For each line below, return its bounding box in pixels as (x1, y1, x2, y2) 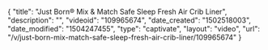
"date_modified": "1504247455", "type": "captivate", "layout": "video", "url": (7, 24, 261, 33)
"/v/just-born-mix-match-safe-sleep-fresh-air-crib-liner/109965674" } (7, 32, 242, 42)
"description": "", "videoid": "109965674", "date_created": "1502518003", (7, 15, 252, 25)
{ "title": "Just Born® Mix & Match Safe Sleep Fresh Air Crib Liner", (7, 7, 228, 16)
